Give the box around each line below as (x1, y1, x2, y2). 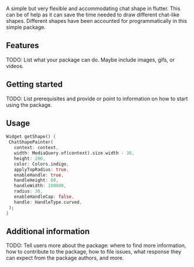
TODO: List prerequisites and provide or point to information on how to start (6, 95, 188, 102)
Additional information (6, 226, 90, 236)
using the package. (6, 101, 53, 108)
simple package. (6, 23, 46, 31)
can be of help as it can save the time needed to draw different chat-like (6, 11, 180, 18)
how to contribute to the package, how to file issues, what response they (6, 248, 182, 255)
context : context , (13, 145, 59, 151)
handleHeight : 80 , (13, 177, 59, 184)
